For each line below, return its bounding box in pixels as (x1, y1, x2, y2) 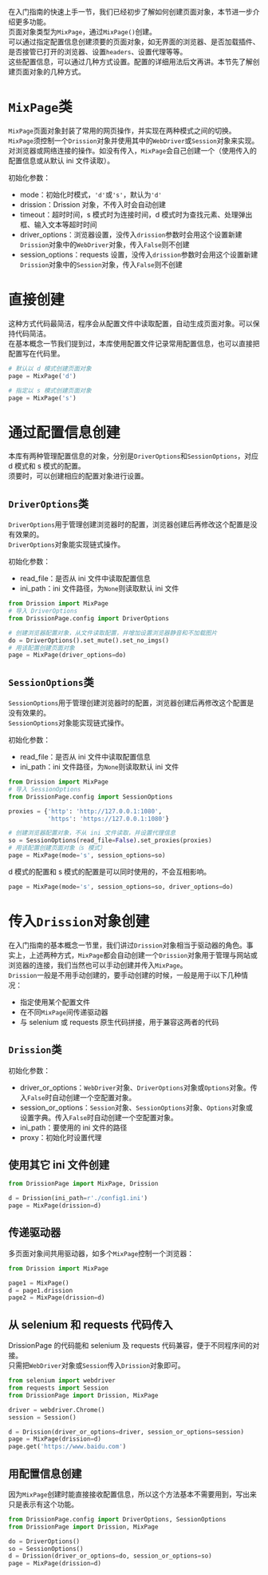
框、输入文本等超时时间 (19, 219, 97, 229)
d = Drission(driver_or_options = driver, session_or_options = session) (8, 1428, 245, 1436)
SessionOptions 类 (8, 675, 94, 689)
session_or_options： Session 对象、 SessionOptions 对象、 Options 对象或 (19, 1102, 254, 1112)
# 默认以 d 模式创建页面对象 (8, 365, 92, 373)
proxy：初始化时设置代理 (19, 1132, 102, 1142)
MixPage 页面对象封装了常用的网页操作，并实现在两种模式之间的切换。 (8, 126, 237, 135)
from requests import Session (8, 1384, 109, 1392)
